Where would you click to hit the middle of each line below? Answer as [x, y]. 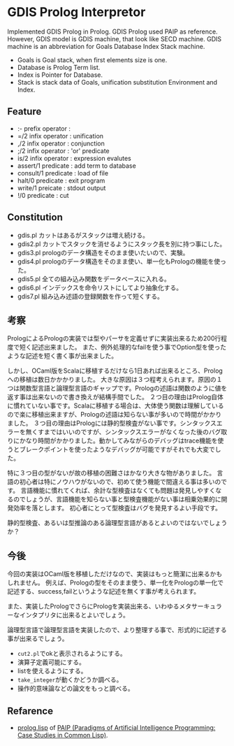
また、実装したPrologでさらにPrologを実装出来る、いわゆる [93, 606]
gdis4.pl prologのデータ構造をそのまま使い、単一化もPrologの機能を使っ [122, 261]
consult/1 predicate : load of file [63, 173]
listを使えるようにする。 [52, 671]
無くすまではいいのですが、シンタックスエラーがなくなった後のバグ [123, 432]
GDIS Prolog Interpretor [76, 12]
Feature [24, 112]
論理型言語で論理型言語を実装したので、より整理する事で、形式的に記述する [117, 630]
